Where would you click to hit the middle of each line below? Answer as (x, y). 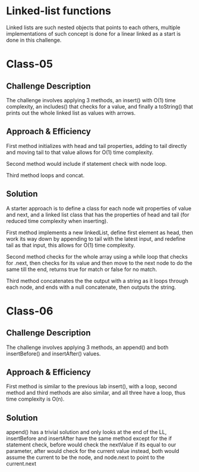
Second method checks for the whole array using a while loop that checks (97, 256)
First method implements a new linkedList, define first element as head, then (99, 232)
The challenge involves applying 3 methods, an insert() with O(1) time (91, 100)
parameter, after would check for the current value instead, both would (93, 451)
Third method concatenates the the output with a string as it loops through (97, 281)
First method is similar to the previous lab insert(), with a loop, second (91, 386)
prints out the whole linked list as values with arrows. (71, 113)
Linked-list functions (59, 11)
